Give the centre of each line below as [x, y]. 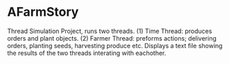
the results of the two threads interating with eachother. [87, 53]
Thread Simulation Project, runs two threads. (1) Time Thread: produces [110, 31]
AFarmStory [43, 12]
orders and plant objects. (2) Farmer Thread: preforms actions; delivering [112, 38]
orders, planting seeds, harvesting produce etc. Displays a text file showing [115, 45]
